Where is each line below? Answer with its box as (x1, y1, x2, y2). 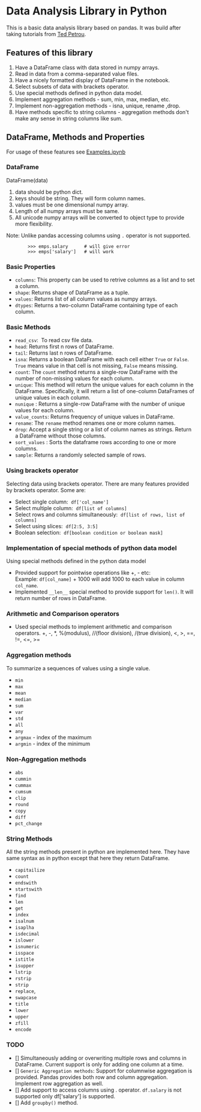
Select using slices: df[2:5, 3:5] (14, 522, 98, 529)
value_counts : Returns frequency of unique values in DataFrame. (14, 413, 175, 421)
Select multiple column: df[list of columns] (14, 504, 127, 511)
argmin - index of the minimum (14, 740, 91, 747)
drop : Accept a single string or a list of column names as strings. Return (14, 426, 192, 433)
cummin (14, 776, 32, 782)
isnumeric (14, 944, 40, 950)
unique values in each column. (14, 394, 91, 401)
